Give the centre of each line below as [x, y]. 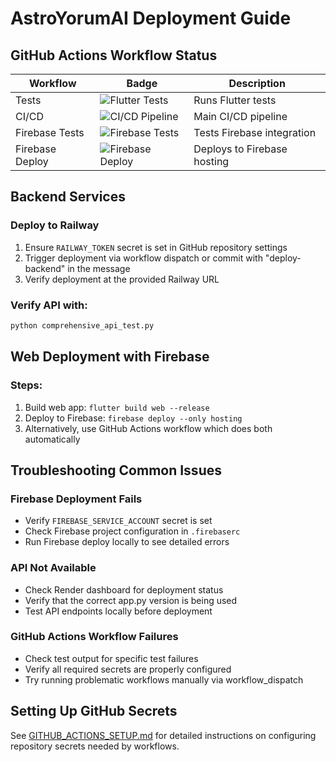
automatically [52, 439]
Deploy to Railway [55, 225]
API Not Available [53, 568]
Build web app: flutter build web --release [117, 407]
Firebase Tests [50, 132]
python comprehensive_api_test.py [82, 325]
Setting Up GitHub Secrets [94, 711]
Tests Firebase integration [255, 132]
